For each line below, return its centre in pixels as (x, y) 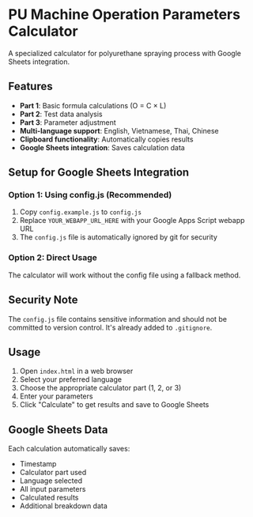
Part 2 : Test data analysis (61, 114)
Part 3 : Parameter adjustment (68, 122)
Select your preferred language (71, 379)
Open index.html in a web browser (76, 371)
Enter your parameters (56, 396)
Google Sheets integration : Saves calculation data (102, 147)
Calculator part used (53, 473)
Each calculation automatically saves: (69, 449)
